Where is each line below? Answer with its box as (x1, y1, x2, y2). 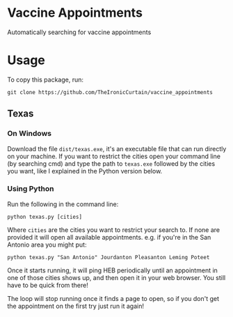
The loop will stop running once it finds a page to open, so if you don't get (7, 294, 220, 302)
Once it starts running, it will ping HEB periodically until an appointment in (7, 266, 218, 275)
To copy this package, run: (7, 75, 84, 84)
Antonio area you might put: (7, 240, 87, 249)
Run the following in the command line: (7, 200, 119, 208)
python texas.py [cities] (7, 213, 82, 220)
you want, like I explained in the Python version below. (7, 167, 163, 175)
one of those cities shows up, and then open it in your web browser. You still (7, 273, 226, 281)
